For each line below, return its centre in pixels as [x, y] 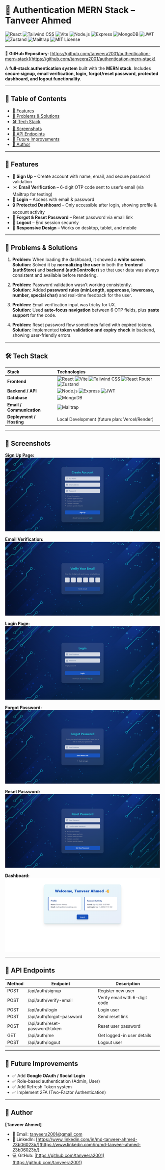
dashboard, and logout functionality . [43, 79]
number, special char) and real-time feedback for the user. [72, 295]
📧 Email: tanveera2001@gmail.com [47, 1134]
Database [17, 398]
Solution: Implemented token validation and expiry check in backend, [84, 330]
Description [128, 983]
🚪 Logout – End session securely [45, 222]
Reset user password [119, 1026]
